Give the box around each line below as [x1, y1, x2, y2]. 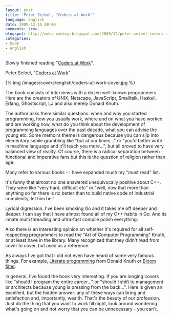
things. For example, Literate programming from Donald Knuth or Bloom [5, 258, 156, 264]
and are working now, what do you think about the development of [5, 121, 145, 127]
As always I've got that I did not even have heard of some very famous [5, 252, 154, 259]
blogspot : [5, 31, 27, 36]
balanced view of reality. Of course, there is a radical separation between [5, 148, 160, 154]
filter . [5, 263, 16, 269]
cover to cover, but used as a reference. [5, 242, 90, 248]
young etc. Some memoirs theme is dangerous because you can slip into [5, 132, 159, 138]
